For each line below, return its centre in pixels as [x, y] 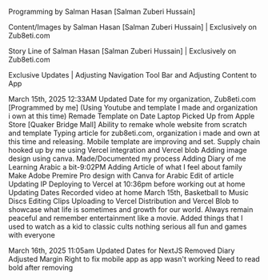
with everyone [32, 235]
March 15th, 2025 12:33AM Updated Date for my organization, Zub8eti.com [132, 99]
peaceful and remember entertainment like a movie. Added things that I [126, 218]
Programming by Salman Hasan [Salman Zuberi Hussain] [102, 12]
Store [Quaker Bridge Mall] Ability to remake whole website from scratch [128, 124]
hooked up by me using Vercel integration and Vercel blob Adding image [128, 150]
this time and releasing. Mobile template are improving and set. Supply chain [134, 142]
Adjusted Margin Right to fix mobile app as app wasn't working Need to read [134, 259]
